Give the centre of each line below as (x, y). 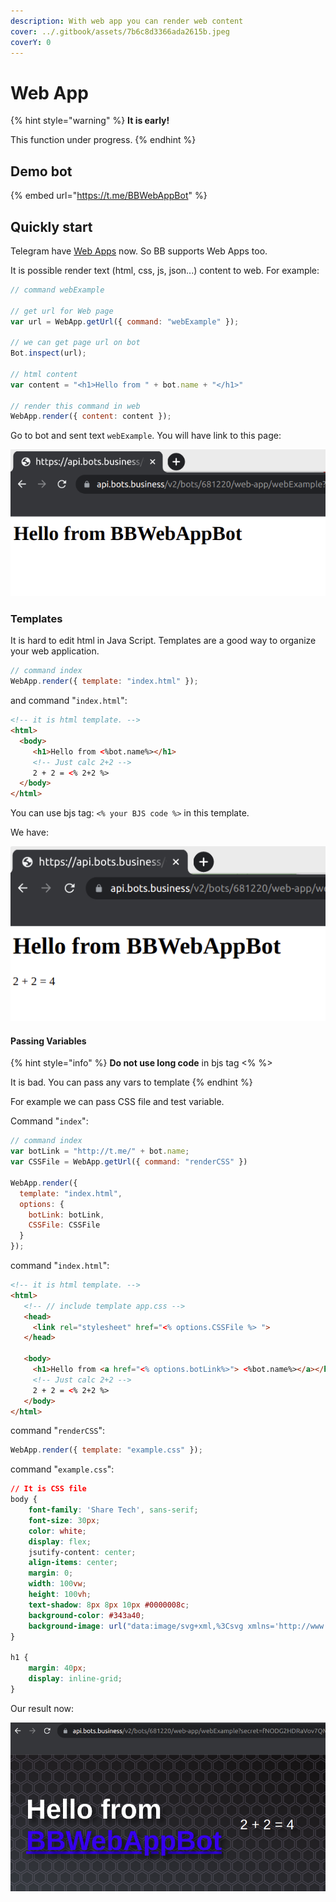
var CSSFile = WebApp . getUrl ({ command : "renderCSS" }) (129, 1162)
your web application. (55, 651)
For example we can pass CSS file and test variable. (117, 1102)
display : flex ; (60, 1541)
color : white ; (57, 1531)
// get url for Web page (62, 311)
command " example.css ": (62, 1469)
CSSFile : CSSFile (64, 1225)
